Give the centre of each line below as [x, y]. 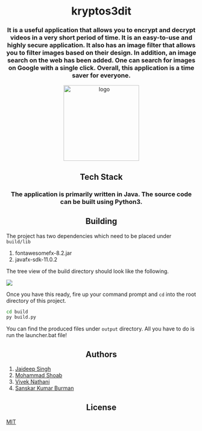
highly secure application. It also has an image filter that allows [101, 45]
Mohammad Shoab [39, 375]
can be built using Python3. [101, 202]
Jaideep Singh [33, 369]
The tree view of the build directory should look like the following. [87, 271]
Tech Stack [101, 177]
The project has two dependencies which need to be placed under [89, 236]
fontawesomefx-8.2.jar [43, 253]
